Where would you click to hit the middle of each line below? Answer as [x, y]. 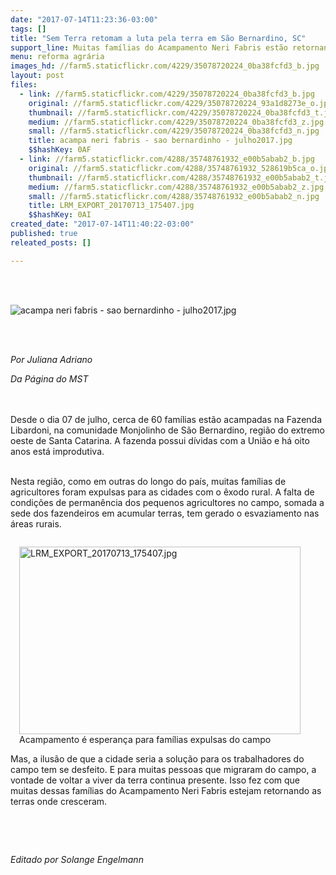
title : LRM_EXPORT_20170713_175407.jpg [111, 206]
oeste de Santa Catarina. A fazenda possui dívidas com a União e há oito [160, 440]
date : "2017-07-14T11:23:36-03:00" [84, 19]
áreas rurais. [36, 523]
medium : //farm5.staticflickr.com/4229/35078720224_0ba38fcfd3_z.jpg [176, 122]
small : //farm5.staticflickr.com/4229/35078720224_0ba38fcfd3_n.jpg [174, 131]
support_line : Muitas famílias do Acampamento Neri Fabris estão [149, 47]
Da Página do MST [49, 378]
